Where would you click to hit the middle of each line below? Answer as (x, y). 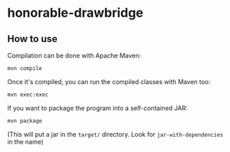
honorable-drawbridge (76, 13)
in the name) (26, 141)
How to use (32, 39)
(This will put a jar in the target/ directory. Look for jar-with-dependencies (115, 134)
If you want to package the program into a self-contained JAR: (97, 108)
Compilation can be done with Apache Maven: (74, 55)
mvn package (25, 120)
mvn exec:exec (28, 95)
